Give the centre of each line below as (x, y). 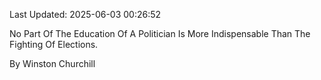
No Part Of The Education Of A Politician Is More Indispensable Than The (160, 33)
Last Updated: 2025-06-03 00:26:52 (85, 14)
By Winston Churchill (52, 63)
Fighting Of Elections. (54, 44)
